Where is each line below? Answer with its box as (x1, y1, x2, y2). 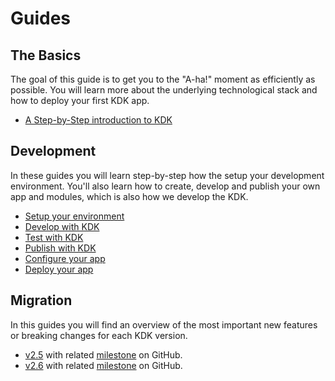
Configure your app (24, 252, 106, 264)
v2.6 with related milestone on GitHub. (24, 359, 183, 371)
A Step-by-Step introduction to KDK (24, 114, 173, 126)
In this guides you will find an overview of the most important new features (10, 318, 318, 331)
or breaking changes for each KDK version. (10, 329, 188, 341)
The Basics (10, 47, 82, 64)
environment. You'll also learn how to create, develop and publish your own (10, 180, 321, 192)
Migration (10, 292, 73, 309)
